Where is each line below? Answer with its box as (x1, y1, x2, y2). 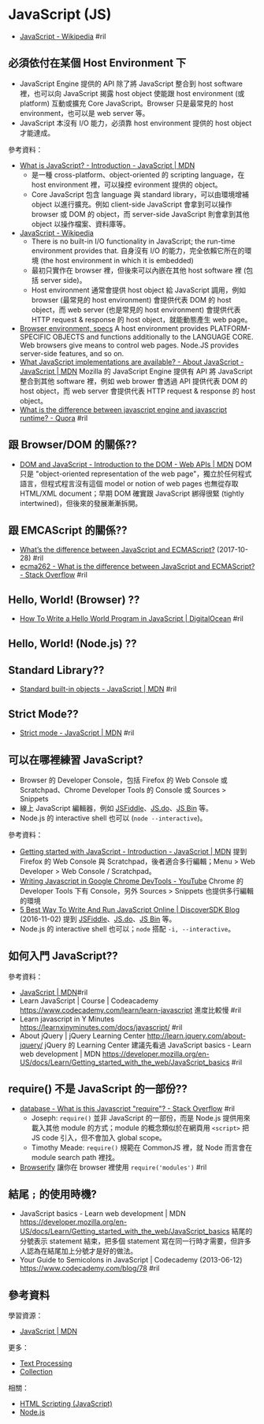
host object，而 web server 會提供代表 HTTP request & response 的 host (19, 386, 256, 396)
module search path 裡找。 (31, 1152, 120, 1162)
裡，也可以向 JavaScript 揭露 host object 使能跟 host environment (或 (19, 88, 245, 98)
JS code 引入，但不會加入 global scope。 (31, 1132, 167, 1142)
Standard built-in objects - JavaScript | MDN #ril (19, 684, 177, 694)
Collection (19, 1367, 53, 1377)
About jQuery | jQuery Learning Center (19, 1031, 146, 1040)
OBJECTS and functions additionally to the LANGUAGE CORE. (52, 332, 254, 341)
